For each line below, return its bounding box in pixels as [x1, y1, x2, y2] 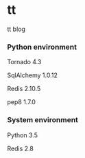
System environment [7, 115, 79, 125]
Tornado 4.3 [7, 58, 42, 66]
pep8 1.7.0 [7, 98, 36, 106]
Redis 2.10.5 [7, 85, 41, 93]
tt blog [7, 25, 26, 33]
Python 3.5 [7, 130, 38, 139]
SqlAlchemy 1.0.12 [7, 71, 58, 79]
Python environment [7, 42, 77, 52]
